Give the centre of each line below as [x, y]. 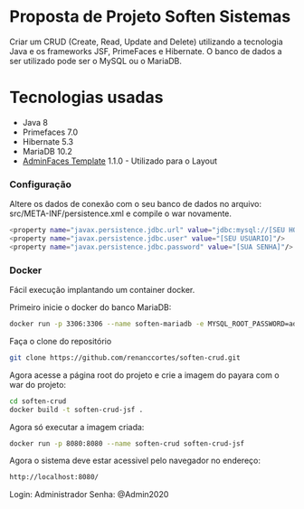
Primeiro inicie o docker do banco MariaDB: [90, 307]
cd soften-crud [38, 401]
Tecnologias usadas [86, 98]
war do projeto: [38, 384]
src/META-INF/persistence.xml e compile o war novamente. [121, 213]
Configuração [41, 184]
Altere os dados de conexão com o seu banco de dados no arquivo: [136, 204]
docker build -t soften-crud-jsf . [76, 410]
